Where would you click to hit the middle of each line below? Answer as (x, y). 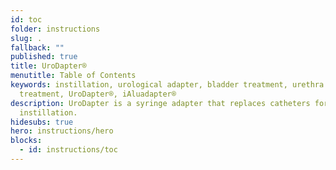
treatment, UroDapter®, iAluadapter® (98, 94)
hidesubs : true (42, 122)
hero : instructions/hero (62, 131)
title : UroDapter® (48, 66)
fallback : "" (37, 47)
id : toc (26, 19)
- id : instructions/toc (68, 150)
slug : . (26, 38)
